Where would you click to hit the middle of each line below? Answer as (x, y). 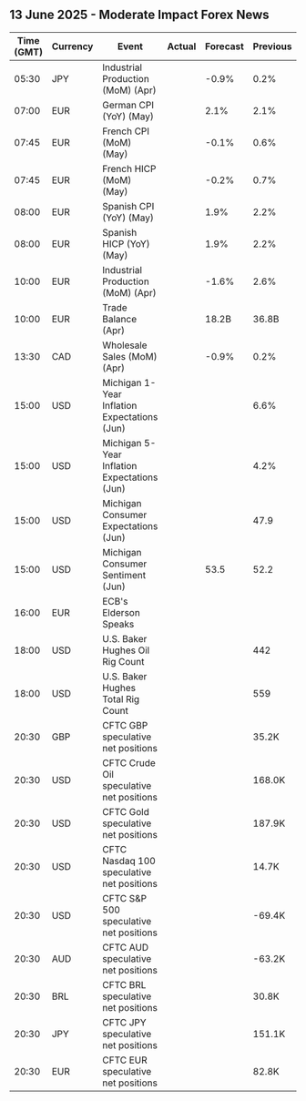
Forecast (224, 46)
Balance (120, 319)
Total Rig (121, 698)
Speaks (118, 624)
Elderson (122, 612)
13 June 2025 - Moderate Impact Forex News (139, 15)
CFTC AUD (126, 947)
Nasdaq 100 (129, 861)
